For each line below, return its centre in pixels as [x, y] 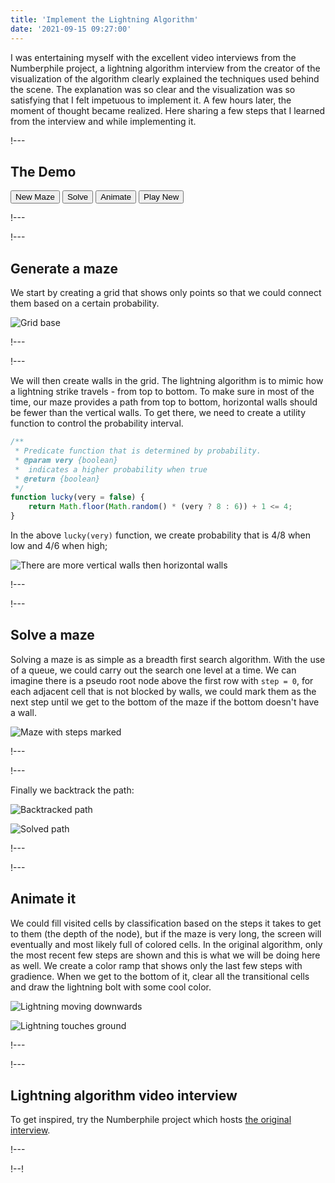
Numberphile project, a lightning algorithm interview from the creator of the [165, 68]
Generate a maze [64, 268]
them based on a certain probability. [85, 303]
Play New [161, 197]
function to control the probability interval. [97, 423]
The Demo [43, 171]
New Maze [35, 197]
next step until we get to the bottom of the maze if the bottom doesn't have [165, 702]
